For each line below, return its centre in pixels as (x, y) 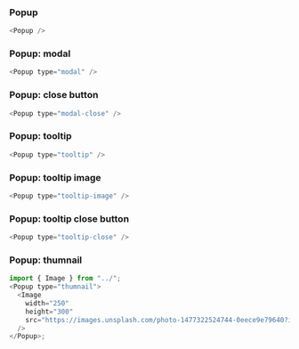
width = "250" (47, 303)
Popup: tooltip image (55, 177)
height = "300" (49, 312)
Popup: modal (40, 53)
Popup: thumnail (46, 260)
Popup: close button (54, 95)
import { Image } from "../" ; (65, 279)
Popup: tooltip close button (69, 218)
